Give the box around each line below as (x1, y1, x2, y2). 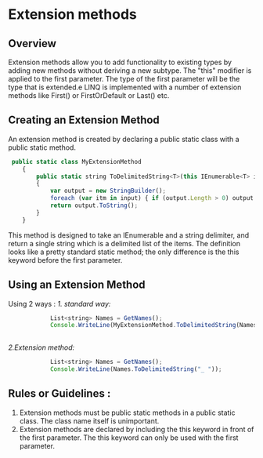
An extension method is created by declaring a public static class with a (8, 134, 240, 144)
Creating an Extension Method (8, 114, 160, 127)
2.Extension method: (8, 343, 75, 352)
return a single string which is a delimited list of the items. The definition (8, 238, 241, 248)
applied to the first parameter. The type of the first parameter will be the (8, 75, 240, 83)
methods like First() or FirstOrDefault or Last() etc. (8, 91, 170, 100)
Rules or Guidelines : (8, 387, 111, 401)
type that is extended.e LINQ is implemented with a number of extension (8, 82, 242, 92)
